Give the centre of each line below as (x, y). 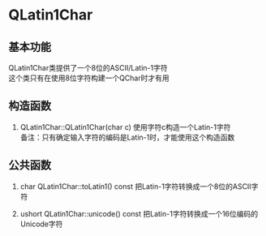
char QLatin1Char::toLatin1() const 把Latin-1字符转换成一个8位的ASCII (135, 186)
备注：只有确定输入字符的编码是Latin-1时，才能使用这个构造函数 (127, 137)
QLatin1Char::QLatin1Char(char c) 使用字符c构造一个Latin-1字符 (125, 127)
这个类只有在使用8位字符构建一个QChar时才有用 (89, 78)
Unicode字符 (41, 224)
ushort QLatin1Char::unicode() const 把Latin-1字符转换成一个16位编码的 (139, 213)
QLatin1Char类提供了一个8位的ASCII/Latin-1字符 (88, 68)
